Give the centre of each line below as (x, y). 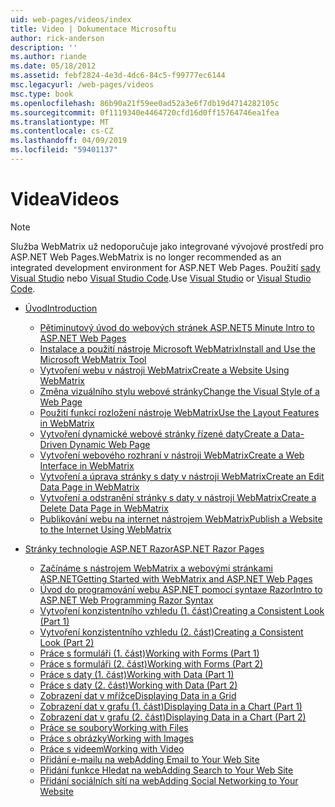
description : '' (44, 47)
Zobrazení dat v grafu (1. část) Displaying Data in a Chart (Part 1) (171, 706)
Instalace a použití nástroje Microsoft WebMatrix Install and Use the (178, 348)
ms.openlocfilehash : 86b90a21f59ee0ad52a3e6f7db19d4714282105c (145, 103)
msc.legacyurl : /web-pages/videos (82, 85)
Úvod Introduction (61, 308)
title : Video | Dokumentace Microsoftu (93, 29)
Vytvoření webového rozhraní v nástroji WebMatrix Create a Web (172, 455)
